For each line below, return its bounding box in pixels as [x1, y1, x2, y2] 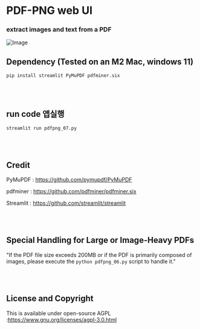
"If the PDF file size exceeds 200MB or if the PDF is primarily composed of [6, 251, 192, 258]
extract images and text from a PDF [6, 25, 112, 34]
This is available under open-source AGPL [6, 310, 111, 317]
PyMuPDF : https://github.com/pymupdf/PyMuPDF [6, 176, 132, 183]
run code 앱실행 [6, 108, 65, 119]
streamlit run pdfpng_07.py [6, 125, 77, 131]
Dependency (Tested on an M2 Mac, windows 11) [6, 56, 194, 67]
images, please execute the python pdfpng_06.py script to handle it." [6, 258, 176, 265]
